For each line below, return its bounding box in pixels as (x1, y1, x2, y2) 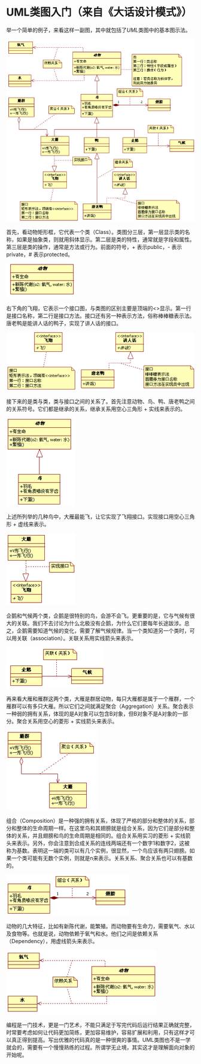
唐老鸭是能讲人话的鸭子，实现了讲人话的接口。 (6, 320, 121, 327)
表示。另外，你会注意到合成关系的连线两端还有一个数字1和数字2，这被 (16, 839, 190, 847)
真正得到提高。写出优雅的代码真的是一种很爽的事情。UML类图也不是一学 (11, 1036, 191, 1043)
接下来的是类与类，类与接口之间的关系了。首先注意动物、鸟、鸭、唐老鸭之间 (6, 397, 195, 405)
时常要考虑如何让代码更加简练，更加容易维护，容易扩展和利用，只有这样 (6, 1029, 184, 1036)
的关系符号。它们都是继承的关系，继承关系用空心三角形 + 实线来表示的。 (6, 405, 186, 412)
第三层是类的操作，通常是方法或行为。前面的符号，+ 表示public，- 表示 (6, 244, 182, 251)
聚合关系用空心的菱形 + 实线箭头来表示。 (16, 718, 118, 725)
